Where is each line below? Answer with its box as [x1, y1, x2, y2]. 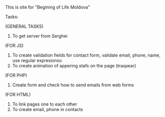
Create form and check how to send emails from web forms [12, 82, 134, 88]
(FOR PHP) [5, 72, 27, 78]
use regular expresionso [12, 58, 62, 63]
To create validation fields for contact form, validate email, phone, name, [12, 52, 161, 58]
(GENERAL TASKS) [5, 23, 44, 29]
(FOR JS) [5, 43, 24, 49]
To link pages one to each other [12, 101, 77, 107]
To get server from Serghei [12, 33, 68, 39]
